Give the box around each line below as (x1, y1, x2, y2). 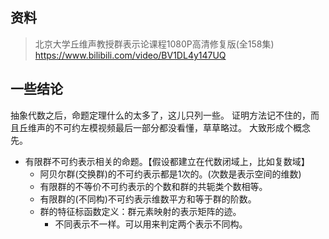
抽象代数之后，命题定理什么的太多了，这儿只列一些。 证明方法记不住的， (10, 109, 311, 121)
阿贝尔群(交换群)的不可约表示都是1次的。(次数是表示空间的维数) (39, 168, 302, 180)
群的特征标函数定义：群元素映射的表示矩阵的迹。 (39, 205, 242, 217)
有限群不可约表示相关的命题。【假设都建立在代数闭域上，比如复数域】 (24, 155, 310, 167)
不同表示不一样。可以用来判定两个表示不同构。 (54, 218, 248, 230)
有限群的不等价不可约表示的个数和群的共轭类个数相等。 (39, 180, 268, 192)
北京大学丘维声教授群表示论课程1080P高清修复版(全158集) (34, 38, 275, 50)
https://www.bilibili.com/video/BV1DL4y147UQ (34, 49, 227, 61)
